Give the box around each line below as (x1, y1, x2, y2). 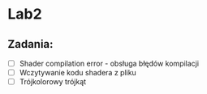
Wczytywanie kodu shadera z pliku (19, 68, 137, 78)
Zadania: (7, 37, 54, 51)
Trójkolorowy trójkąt (19, 77, 87, 87)
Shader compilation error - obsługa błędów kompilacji (19, 58, 200, 68)
